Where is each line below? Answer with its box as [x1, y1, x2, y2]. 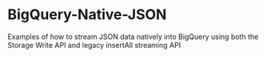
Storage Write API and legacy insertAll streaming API [7, 40, 181, 49]
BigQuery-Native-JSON [7, 6, 167, 24]
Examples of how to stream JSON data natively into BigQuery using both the [7, 32, 259, 41]
